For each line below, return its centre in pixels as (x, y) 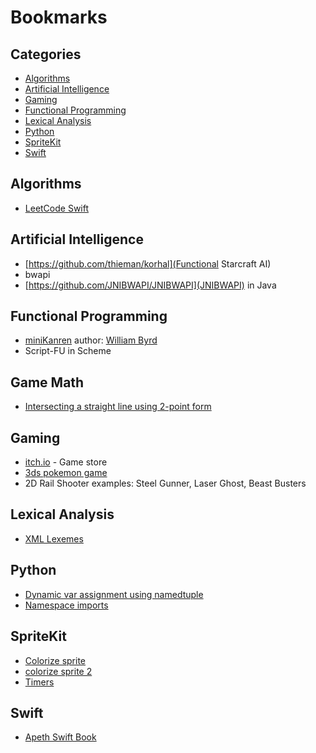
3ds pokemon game (66, 473)
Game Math (47, 382)
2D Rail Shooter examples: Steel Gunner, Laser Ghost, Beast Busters (165, 483)
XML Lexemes (54, 538)
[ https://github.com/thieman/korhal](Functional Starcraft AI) (148, 263)
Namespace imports (66, 605)
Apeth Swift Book (60, 737)
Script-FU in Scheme (68, 351)
